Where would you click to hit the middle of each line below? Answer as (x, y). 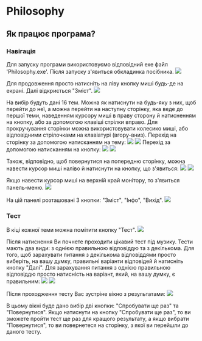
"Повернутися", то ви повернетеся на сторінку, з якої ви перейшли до (97, 325)
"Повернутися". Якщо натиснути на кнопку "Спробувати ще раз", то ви (99, 312)
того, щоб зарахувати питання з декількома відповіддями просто (91, 255)
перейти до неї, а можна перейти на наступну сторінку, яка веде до (95, 109)
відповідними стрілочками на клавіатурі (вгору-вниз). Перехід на (92, 135)
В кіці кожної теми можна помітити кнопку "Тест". (71, 230)
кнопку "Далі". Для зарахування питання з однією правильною (89, 268)
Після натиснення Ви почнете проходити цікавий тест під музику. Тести (100, 242)
